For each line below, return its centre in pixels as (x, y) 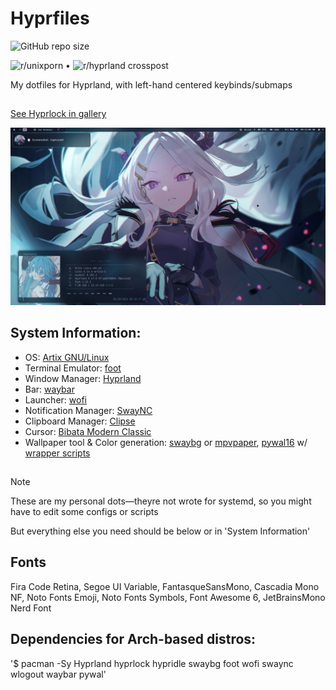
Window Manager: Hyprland (83, 378)
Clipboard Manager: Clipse (80, 421)
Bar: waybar (49, 389)
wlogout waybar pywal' (58, 674)
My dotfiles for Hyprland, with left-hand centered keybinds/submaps (151, 84)
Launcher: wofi (55, 399)
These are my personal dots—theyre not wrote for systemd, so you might (161, 501)
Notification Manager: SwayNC (88, 410)
